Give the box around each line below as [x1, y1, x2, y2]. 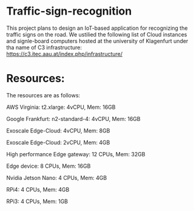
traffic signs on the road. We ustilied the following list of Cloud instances [6, 30, 187, 38]
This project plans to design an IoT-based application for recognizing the [6, 24, 188, 32]
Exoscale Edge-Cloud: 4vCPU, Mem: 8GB [6, 126, 110, 134]
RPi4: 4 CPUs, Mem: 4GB [6, 185, 70, 193]
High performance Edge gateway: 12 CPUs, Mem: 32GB [6, 150, 145, 157]
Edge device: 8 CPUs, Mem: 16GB [6, 162, 91, 170]
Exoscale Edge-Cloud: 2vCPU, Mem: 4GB [6, 139, 110, 146]
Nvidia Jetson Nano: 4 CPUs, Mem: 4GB [6, 174, 107, 181]
